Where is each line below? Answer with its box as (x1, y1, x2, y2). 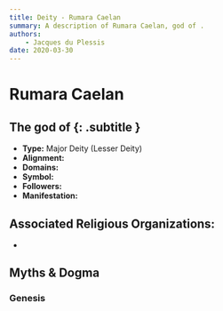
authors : (9, 29, 42, 38)
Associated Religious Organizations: (9, 216, 216, 231)
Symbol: (21, 171, 55, 182)
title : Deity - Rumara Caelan (9, 12, 122, 22)
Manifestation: (21, 190, 78, 201)
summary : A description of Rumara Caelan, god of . (9, 21, 204, 30)
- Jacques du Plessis (25, 37, 105, 47)
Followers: (21, 181, 62, 192)
